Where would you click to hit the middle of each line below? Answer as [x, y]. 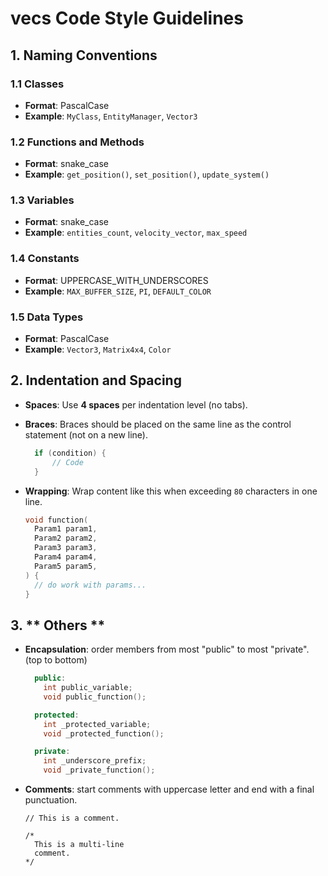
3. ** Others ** [58, 625]
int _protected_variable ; [97, 724]
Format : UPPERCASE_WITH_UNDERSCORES [116, 280]
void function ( [56, 520]
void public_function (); [95, 697]
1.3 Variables [42, 200]
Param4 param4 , [66, 557]
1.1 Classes [37, 84]
